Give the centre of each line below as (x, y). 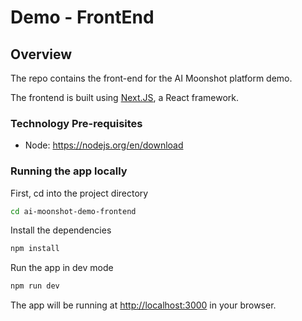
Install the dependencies (61, 230)
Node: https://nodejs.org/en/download (104, 145)
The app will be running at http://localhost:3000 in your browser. (143, 305)
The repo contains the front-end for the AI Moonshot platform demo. (151, 78)
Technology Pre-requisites (76, 123)
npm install (35, 249)
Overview (41, 54)
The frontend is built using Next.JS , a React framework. (125, 97)
